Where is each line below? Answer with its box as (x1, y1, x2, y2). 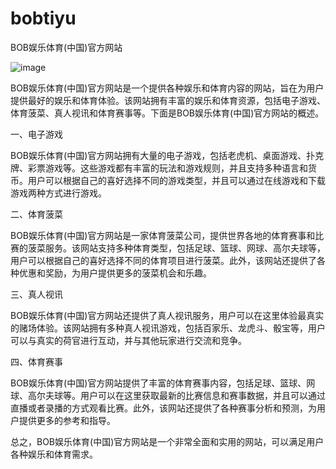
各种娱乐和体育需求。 (10, 448, 98, 460)
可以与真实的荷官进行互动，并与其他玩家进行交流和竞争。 (10, 334, 247, 346)
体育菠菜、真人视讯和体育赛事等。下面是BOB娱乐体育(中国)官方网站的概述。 (10, 107, 325, 119)
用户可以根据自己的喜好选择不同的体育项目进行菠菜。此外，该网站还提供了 (10, 254, 317, 266)
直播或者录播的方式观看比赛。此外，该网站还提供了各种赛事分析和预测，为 (10, 402, 317, 414)
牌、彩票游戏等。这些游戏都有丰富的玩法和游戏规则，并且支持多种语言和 (10, 162, 308, 174)
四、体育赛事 (10, 355, 63, 367)
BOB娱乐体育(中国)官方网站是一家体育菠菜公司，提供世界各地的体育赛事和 (10, 229, 316, 241)
